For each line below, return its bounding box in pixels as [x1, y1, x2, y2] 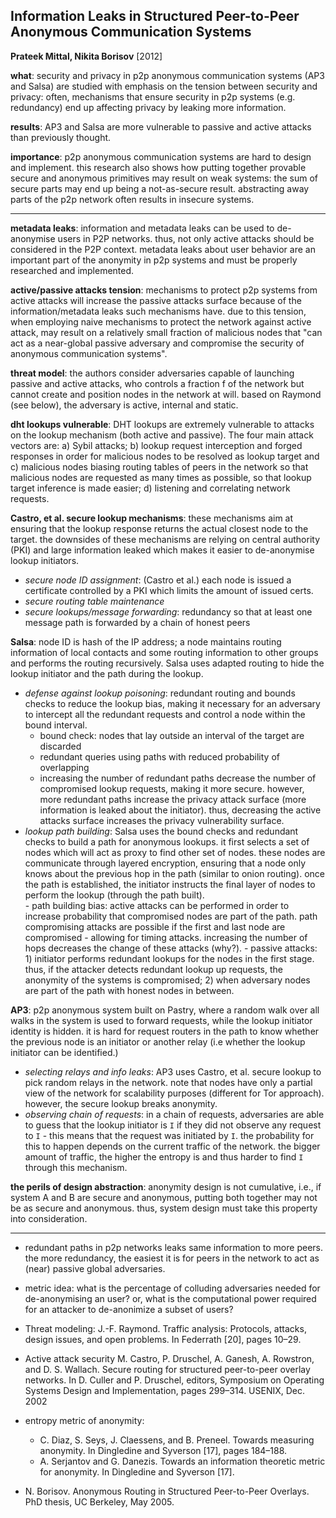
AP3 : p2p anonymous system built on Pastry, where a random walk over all [10, 1004, 320, 1016]
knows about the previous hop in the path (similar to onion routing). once [24, 867, 326, 879]
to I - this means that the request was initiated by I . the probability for [24, 1129, 315, 1141]
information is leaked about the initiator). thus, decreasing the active [39, 804, 322, 816]
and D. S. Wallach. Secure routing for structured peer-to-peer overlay [24, 1363, 311, 1375]
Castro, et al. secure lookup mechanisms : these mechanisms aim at [10, 512, 294, 524]
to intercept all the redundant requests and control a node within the [24, 708, 306, 720]
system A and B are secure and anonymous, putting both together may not [10, 1191, 318, 1203]
